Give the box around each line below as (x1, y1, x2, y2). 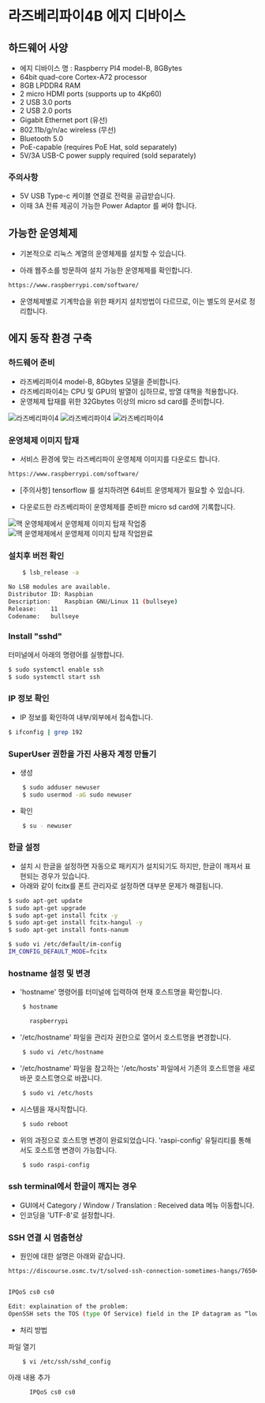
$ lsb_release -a (22, 569, 80, 576)
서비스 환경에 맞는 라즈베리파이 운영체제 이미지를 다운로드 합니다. (19, 454, 220, 464)
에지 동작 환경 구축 (8, 332, 92, 345)
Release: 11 (8, 605, 58, 613)
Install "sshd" (8, 631, 62, 642)
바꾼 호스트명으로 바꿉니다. (19, 1073, 103, 1083)
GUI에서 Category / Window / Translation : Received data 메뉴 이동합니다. (19, 1200, 255, 1210)
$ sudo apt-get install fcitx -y (8, 912, 118, 920)
